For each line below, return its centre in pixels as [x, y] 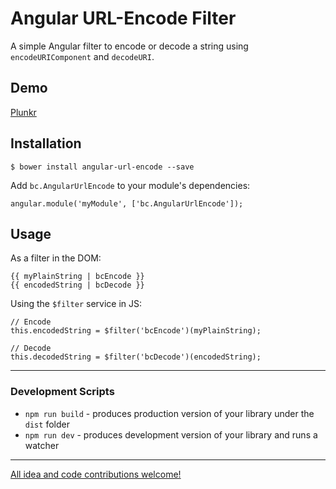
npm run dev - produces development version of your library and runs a [171, 434]
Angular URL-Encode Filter [123, 18]
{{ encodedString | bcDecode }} [77, 285]
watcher [42, 445]
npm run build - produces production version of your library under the [169, 413]
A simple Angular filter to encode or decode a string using [129, 46]
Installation [46, 143]
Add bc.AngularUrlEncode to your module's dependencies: [130, 185]
